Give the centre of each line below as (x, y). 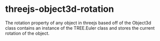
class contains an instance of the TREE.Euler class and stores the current (80, 28)
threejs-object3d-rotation (60, 9)
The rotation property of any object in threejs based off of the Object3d (78, 23)
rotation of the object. (27, 33)
